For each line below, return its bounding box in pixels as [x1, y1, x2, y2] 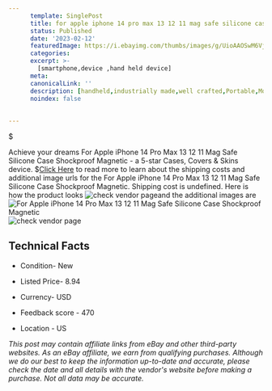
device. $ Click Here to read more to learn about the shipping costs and [8, 165, 245, 174]
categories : [29, 49, 70, 57]
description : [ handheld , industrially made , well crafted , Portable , [29, 86, 259, 95]
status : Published [29, 27, 92, 35]
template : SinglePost [29, 11, 104, 20]
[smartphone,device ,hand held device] [37, 65, 172, 73]
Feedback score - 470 [19, 308, 95, 317]
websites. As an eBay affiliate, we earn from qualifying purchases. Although [8, 347, 263, 357]
